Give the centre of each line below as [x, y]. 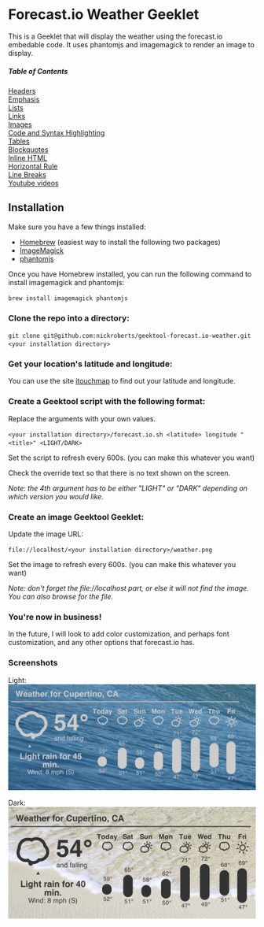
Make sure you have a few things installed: [77, 227]
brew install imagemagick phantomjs [68, 298]
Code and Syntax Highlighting [57, 132]
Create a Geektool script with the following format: [107, 402]
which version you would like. [56, 496]
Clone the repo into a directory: [69, 318]
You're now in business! [55, 617]
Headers [22, 91]
